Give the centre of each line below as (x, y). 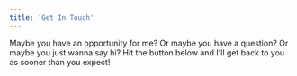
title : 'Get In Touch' (52, 17)
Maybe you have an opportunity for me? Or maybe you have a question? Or (149, 43)
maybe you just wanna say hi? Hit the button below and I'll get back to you (147, 52)
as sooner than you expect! (60, 62)
